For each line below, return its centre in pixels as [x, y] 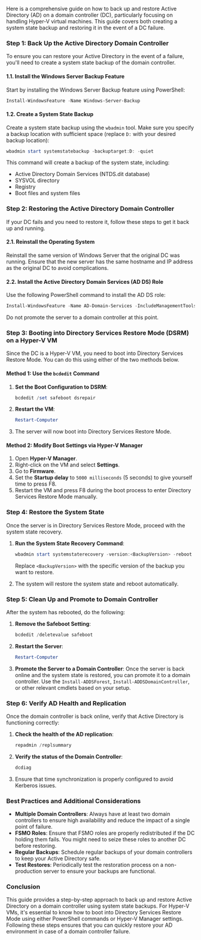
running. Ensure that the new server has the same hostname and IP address [100, 261]
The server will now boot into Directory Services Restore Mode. [93, 432]
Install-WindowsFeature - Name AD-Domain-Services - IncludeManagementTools [101, 306]
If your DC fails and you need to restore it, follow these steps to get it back [98, 222]
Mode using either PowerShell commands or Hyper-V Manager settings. [95, 919]
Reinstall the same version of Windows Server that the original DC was [93, 255]
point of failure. [33, 827]
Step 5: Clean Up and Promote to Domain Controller [82, 599]
